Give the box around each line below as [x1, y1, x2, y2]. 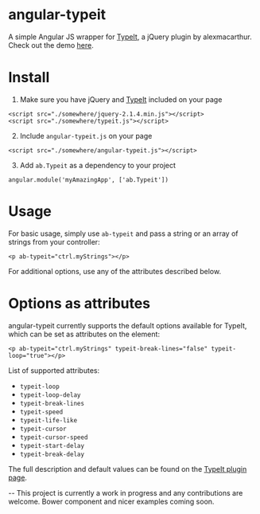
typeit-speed [19, 408, 64, 416]
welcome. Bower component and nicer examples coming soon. [8, 496, 215, 506]
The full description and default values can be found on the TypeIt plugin [8, 464, 247, 473]
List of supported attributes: [8, 365, 100, 375]
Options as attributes [8, 295, 151, 312]
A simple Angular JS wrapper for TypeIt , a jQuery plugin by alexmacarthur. [8, 32, 252, 41]
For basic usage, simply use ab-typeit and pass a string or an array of [8, 229, 239, 238]
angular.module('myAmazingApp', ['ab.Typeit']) [8, 175, 169, 184]
